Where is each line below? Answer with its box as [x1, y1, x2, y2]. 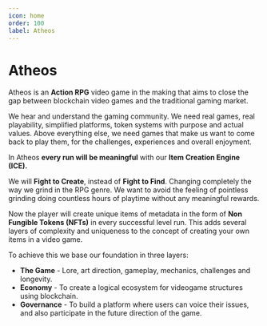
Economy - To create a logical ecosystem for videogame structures [19, 283, 244, 292]
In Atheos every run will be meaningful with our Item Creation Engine [8, 153, 241, 163]
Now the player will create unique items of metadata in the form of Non [8, 209, 242, 219]
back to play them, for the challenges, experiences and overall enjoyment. [8, 137, 252, 147]
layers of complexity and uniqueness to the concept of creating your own [8, 226, 250, 236]
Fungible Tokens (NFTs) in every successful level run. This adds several [8, 218, 247, 227]
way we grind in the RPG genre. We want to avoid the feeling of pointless [8, 185, 249, 195]
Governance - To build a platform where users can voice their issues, [19, 300, 249, 309]
